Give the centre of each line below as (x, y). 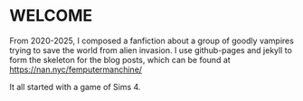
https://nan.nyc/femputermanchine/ (76, 69)
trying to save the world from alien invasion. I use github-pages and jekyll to (151, 50)
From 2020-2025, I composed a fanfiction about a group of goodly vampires (151, 41)
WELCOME (51, 16)
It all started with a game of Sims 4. (75, 87)
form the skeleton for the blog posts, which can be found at (120, 60)
